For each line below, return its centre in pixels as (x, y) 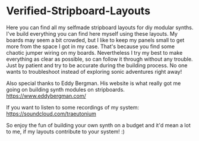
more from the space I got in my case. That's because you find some (91, 46)
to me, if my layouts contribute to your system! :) (65, 131)
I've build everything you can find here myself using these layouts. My (92, 33)
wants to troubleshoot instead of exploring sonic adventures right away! (94, 71)
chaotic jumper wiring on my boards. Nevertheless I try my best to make (94, 52)
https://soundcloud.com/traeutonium (51, 114)
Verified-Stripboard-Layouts (78, 11)
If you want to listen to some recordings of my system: (73, 107)
